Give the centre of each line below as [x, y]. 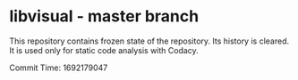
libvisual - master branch [104, 16]
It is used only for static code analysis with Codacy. [104, 50]
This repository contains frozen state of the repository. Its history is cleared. [149, 41]
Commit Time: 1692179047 [59, 68]
